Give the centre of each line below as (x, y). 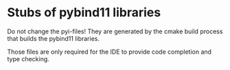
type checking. (28, 58)
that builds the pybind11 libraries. (53, 38)
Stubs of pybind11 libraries (84, 13)
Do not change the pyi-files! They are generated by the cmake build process (115, 31)
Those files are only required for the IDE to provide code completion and (109, 52)
